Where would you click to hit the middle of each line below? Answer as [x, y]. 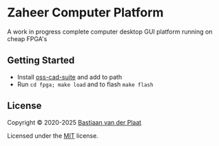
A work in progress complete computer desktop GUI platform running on [110, 32]
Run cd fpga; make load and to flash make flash [85, 84]
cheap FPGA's [27, 38]
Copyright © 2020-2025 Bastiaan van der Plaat [74, 122]
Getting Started [41, 61]
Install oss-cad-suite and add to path [70, 77]
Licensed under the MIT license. [53, 136]
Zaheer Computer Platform [85, 13]
